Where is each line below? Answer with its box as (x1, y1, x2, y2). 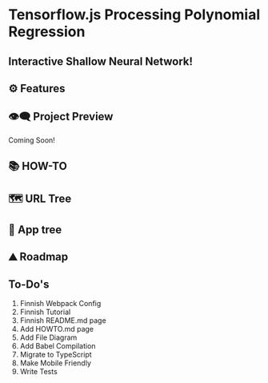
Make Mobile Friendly (19, 358, 92, 368)
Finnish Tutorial (19, 307, 71, 317)
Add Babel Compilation (19, 341, 96, 351)
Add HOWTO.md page (19, 325, 94, 334)
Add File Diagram (19, 333, 78, 342)
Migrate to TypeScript (19, 350, 92, 360)
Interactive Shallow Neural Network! (8, 54, 194, 68)
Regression (8, 22, 86, 41)
